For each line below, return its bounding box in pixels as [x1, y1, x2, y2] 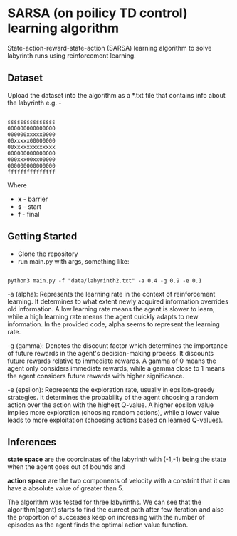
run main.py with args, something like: [17, 257, 130, 265]
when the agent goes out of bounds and [7, 463, 125, 471]
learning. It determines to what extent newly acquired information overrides [7, 297, 229, 306]
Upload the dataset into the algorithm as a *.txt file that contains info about [7, 91, 226, 99]
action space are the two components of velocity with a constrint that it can [7, 476, 230, 485]
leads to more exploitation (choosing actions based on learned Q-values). [7, 416, 223, 424]
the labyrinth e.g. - [7, 98, 62, 107]
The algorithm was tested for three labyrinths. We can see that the [7, 498, 201, 507]
